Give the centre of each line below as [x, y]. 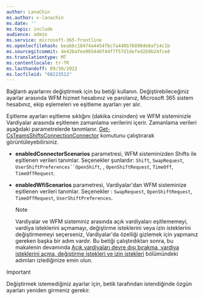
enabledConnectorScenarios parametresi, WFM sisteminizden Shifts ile [106, 154]
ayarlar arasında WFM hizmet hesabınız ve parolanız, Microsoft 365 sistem [100, 98]
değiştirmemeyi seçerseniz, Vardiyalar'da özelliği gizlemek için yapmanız [107, 234]
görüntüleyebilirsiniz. [33, 142]
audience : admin [27, 35]
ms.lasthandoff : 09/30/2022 [42, 68]
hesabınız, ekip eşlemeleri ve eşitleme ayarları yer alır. [74, 105]
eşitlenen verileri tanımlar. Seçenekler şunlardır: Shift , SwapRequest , [100, 160]
